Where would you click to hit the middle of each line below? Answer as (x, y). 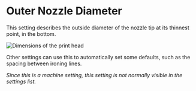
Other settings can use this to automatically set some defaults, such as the (98, 57)
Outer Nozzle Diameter (64, 11)
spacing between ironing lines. (44, 63)
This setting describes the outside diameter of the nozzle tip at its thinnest (98, 28)
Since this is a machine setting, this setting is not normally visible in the (94, 75)
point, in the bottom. (31, 34)
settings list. (21, 81)
